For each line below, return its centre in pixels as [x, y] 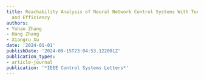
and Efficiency [31, 17]
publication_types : [31, 57]
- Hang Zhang [23, 34]
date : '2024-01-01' [31, 46]
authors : [17, 23]
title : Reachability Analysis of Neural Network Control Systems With [97, 12]
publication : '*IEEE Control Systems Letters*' [68, 68]
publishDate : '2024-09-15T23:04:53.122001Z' [63, 51]
